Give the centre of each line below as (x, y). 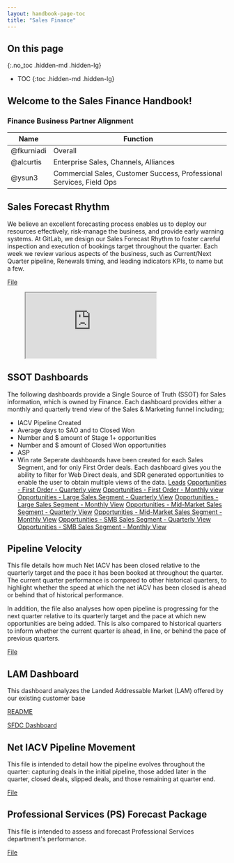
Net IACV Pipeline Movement (71, 747)
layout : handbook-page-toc (46, 14)
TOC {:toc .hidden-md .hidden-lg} (66, 79)
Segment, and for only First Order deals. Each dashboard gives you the (119, 467)
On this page (36, 49)
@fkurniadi (29, 151)
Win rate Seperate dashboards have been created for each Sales (110, 459)
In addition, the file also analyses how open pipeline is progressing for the (113, 608)
